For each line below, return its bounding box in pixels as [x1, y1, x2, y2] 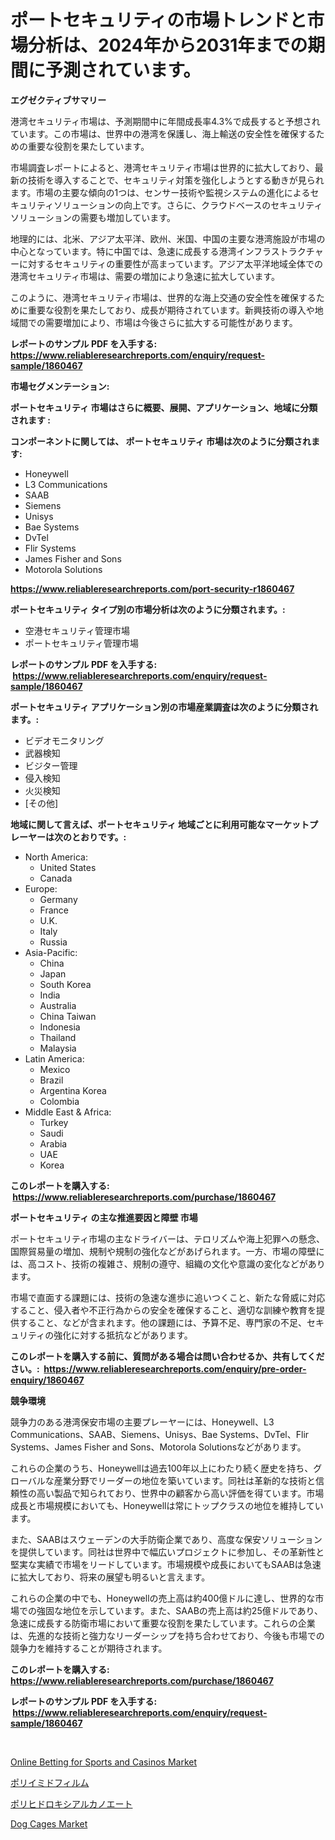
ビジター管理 [24, 759, 78, 771]
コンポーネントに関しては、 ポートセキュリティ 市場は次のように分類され [10, 435, 312, 447]
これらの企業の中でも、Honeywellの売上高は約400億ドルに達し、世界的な [10, 1592, 316, 1604]
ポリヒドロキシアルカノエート [10, 1797, 133, 1810]
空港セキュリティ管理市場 [24, 624, 130, 636]
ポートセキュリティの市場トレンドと [10, 9, 308, 32]
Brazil [39, 1074, 64, 1086]
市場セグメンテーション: [10, 380, 110, 392]
